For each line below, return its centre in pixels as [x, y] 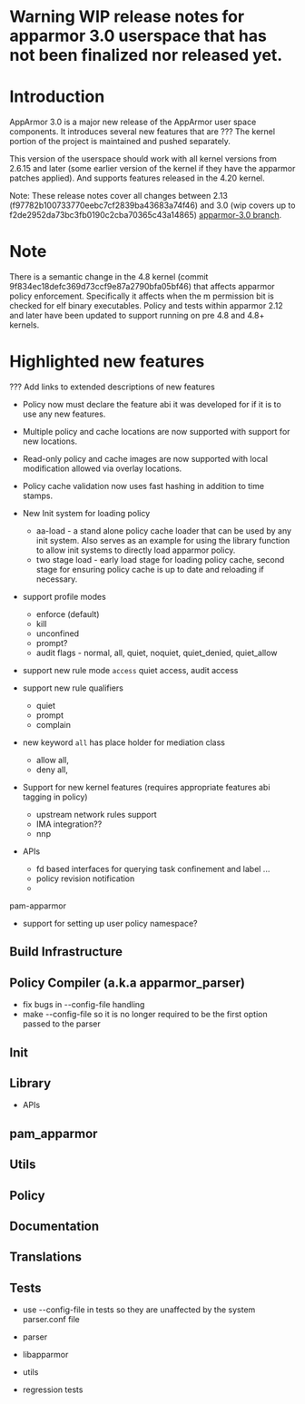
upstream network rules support [96, 815]
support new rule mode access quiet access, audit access [130, 670]
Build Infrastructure [66, 952]
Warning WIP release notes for [127, 17]
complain [53, 725]
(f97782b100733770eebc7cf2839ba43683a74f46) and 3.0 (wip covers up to [152, 205]
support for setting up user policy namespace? [110, 923]
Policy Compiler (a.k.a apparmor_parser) [127, 982]
